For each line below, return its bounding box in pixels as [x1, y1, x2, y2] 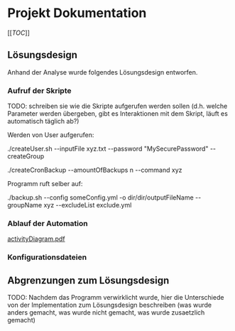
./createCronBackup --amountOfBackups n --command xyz [7, 165, 182, 175]
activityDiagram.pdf [7, 234, 65, 243]
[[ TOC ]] [7, 28, 30, 37]
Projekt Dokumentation [7, 5, 147, 21]
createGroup [7, 152, 45, 161]
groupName [7, 201, 43, 210]
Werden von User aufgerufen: [7, 131, 94, 139]
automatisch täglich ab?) [7, 117, 80, 126]
